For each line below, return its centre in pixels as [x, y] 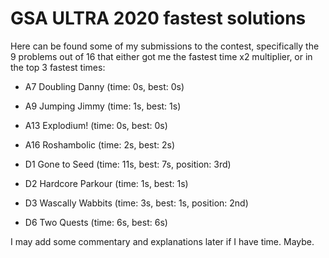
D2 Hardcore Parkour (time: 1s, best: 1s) [106, 183]
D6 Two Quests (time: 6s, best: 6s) [96, 222]
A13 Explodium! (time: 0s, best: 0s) [96, 125]
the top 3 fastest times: [58, 67]
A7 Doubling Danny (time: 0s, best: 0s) [104, 86]
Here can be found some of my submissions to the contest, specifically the [165, 46]
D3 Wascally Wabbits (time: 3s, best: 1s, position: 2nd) [136, 203]
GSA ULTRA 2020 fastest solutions [158, 18]
